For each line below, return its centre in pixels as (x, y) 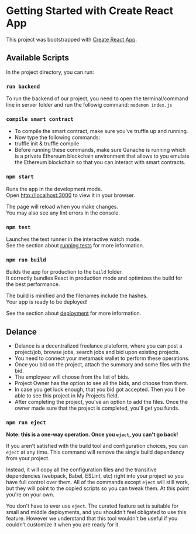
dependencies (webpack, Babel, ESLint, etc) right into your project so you (95, 476)
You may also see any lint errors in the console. (63, 213)
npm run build (26, 260)
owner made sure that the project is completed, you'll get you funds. (97, 408)
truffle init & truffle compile (47, 144)
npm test (18, 227)
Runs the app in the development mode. (54, 189)
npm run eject (26, 422)
